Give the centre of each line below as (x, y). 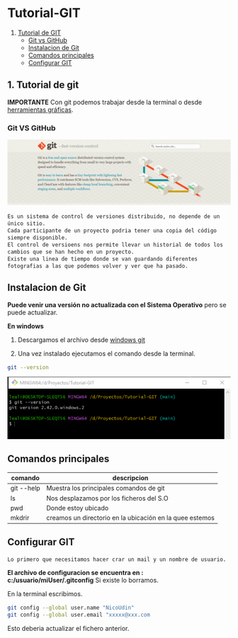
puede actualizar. (33, 312)
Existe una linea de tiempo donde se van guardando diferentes (103, 259)
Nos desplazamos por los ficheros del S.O (107, 498)
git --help (25, 488)
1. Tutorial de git (43, 85)
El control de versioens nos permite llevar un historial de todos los (115, 245)
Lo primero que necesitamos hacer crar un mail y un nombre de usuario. (117, 559)
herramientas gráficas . (40, 109)
